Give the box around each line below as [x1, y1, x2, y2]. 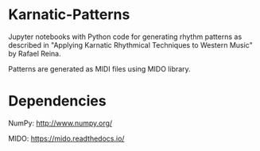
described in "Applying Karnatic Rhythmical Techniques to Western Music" [8, 40, 253, 49]
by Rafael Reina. [8, 48, 61, 58]
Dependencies [8, 92, 107, 110]
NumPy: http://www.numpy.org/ [8, 118, 113, 128]
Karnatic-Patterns [8, 6, 130, 24]
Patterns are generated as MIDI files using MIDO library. [8, 64, 191, 73]
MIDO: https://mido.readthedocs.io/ [8, 134, 125, 143]
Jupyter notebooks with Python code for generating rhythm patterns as [8, 32, 243, 41]
